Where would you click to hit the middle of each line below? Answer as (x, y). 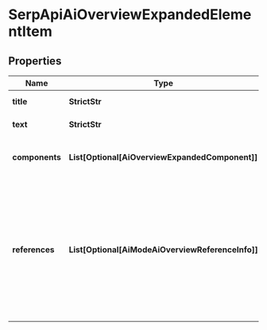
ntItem (31, 31)
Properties (35, 61)
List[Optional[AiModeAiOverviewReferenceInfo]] (163, 250)
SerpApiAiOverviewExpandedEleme (130, 15)
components (37, 157)
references (33, 250)
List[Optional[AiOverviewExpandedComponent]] (163, 157)
